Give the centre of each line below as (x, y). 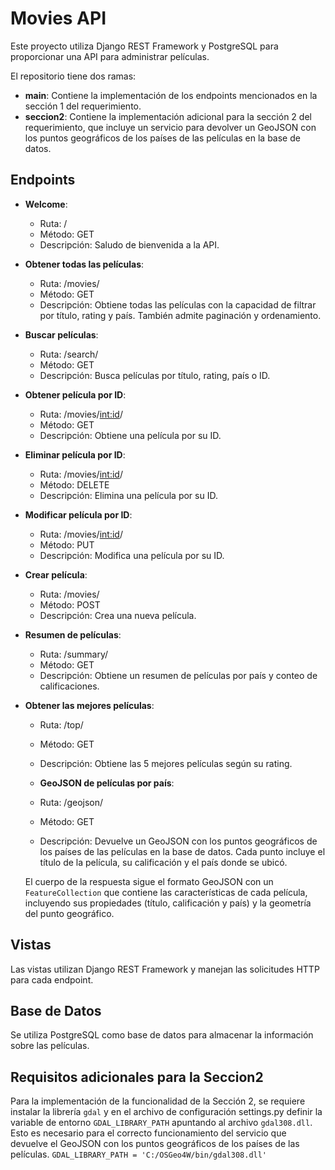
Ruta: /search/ (69, 354)
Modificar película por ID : (78, 514)
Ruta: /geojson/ (71, 802)
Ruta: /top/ (61, 724)
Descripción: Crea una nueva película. (118, 615)
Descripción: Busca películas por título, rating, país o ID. (155, 375)
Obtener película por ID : (75, 394)
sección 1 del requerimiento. (83, 106)
